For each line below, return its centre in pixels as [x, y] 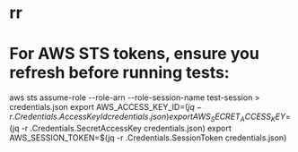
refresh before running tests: [120, 73]
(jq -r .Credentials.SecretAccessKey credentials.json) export [120, 128]
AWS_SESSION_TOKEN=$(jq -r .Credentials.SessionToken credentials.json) [148, 138]
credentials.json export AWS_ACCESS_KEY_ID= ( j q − [105, 107]
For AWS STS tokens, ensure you [135, 54]
